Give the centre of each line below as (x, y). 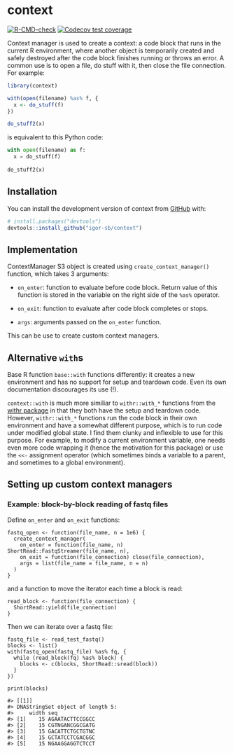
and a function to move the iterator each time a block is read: (95, 588)
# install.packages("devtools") (54, 221)
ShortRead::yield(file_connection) (65, 607)
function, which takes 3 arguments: (58, 274)
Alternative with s (45, 358)
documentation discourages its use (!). (63, 389)
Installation (32, 192)
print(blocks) (28, 689)
